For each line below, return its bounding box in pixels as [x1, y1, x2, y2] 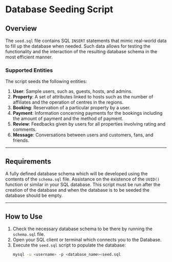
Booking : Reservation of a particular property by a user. [12, 105, 131, 111]
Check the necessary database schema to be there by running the [12, 226, 153, 232]
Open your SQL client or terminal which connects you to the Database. [12, 236, 162, 243]
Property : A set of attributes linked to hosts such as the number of [12, 94, 154, 100]
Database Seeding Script [5, 4, 114, 15]
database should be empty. [5, 192, 63, 198]
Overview [5, 24, 37, 33]
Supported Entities [5, 67, 53, 74]
